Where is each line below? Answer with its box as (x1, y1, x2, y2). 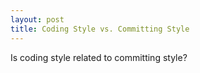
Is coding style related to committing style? (10, 51, 188, 63)
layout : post (10, 14, 65, 25)
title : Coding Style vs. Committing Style (10, 24, 190, 34)
